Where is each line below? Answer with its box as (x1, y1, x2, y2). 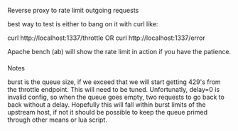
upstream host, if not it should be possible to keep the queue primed (7, 108, 208, 116)
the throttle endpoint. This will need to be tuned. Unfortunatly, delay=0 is (7, 85, 220, 93)
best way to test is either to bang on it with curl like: (7, 20, 158, 28)
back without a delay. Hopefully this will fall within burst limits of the (7, 100, 206, 109)
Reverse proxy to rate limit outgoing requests (7, 6, 139, 14)
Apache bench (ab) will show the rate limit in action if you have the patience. (7, 48, 232, 56)
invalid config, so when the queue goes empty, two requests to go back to (7, 93, 225, 101)
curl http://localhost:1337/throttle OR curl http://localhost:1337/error (7, 33, 206, 42)
